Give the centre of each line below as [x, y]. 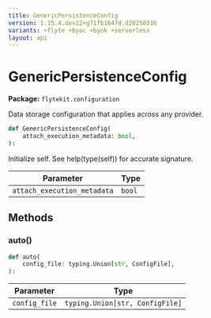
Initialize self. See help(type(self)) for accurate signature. [101, 159]
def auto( [24, 257]
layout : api [28, 38]
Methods [31, 218]
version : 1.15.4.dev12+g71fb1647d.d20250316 [83, 23]
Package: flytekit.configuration [64, 99]
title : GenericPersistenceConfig [63, 15]
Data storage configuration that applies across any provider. [106, 114]
